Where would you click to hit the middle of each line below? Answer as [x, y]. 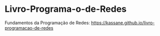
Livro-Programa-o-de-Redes [66, 9]
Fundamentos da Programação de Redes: [47, 23]
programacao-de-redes [29, 28]
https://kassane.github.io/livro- [123, 23]
